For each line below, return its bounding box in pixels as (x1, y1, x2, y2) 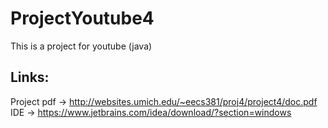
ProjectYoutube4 (10, 7, 155, 30)
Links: (10, 69, 50, 86)
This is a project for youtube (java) (10, 40, 153, 52)
